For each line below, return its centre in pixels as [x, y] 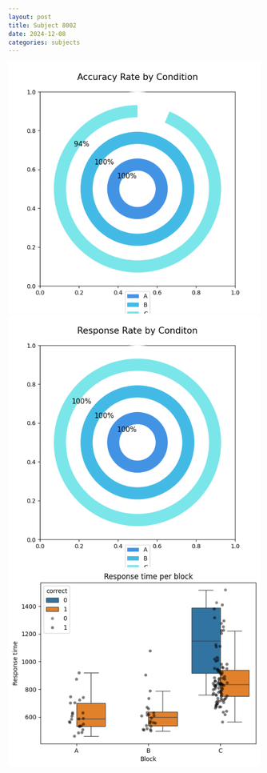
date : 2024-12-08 [37, 34]
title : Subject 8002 [43, 25]
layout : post [30, 17]
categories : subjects [44, 42]
